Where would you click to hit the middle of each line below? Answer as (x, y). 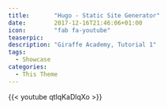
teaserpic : (26, 38)
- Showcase (33, 60)
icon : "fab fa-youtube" (59, 30)
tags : (17, 52)
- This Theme (37, 74)
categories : (28, 67)
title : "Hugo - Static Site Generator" (84, 15)
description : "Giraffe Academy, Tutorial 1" (82, 45)
